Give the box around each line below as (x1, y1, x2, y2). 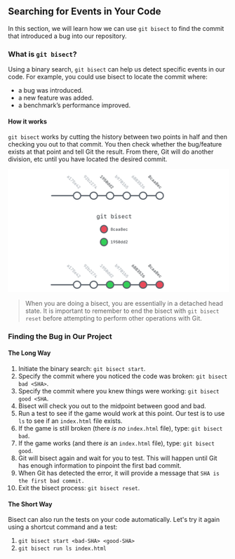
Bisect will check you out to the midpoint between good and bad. (18, 401, 206, 410)
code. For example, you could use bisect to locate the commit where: (8, 73, 208, 81)
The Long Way (8, 349, 51, 357)
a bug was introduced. (18, 86, 83, 95)
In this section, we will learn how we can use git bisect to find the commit (8, 24, 224, 32)
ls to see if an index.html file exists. (18, 417, 123, 425)
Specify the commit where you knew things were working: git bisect (18, 386, 220, 395)
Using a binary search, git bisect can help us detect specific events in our (8, 65, 225, 74)
